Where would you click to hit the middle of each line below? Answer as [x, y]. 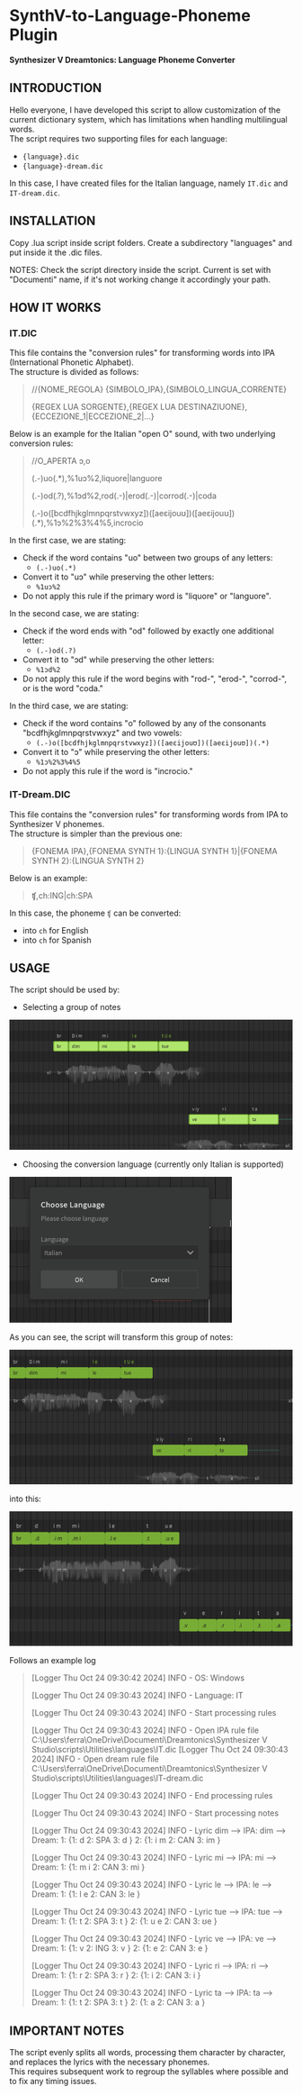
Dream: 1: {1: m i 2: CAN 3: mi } [88, 1867]
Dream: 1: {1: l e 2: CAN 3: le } [86, 1894]
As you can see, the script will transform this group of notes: [121, 1337]
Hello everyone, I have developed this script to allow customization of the [145, 110]
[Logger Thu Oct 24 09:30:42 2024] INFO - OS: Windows [138, 1678]
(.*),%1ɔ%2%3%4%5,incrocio [87, 523]
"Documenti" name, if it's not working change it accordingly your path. [140, 279]
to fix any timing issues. [53, 2081]
